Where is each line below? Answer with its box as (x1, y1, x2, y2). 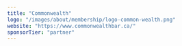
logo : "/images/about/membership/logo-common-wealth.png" (7, 16, 176, 23)
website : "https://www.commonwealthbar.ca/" (7, 22, 136, 29)
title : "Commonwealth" (7, 9, 72, 17)
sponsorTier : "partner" (7, 28, 75, 36)
